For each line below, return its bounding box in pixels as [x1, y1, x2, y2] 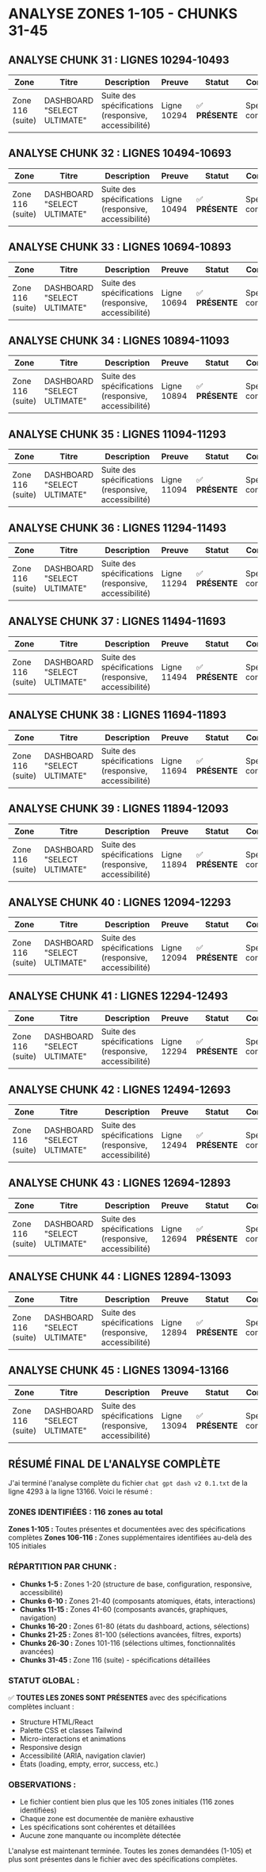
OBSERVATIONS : [8, 1779, 77, 1790]
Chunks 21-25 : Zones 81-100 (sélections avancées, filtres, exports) [19, 1629, 241, 1639]
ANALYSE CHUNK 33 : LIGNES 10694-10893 [8, 240, 232, 254]
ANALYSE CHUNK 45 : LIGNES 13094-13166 [8, 1364, 230, 1377]
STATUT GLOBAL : [8, 1674, 80, 1686]
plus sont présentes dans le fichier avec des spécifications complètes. [8, 1855, 238, 1864]
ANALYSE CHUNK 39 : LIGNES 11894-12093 [8, 802, 230, 815]
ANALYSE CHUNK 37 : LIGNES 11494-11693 [8, 615, 226, 628]
